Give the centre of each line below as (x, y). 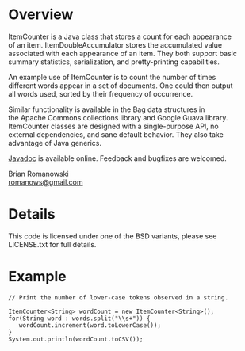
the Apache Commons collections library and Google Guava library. (118, 117)
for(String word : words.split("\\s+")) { (79, 319)
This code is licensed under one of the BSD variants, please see (113, 236)
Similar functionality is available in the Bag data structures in (107, 109)
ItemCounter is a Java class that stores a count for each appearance (120, 36)
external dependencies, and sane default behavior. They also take (116, 134)
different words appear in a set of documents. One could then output (121, 86)
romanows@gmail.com (46, 182)
